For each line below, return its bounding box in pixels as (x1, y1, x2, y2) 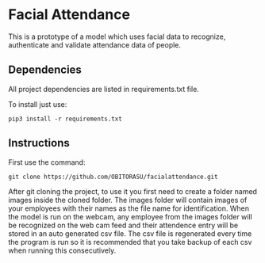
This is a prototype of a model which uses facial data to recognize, (8, 32, 226, 41)
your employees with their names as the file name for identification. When (8, 204, 250, 213)
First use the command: (8, 157, 86, 167)
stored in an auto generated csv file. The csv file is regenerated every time (8, 228, 252, 238)
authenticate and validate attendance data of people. (8, 40, 181, 49)
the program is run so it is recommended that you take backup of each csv (8, 237, 252, 246)
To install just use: (8, 99, 67, 109)
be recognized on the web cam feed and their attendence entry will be (8, 220, 239, 230)
